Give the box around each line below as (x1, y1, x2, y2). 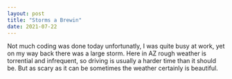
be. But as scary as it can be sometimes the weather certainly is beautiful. (7, 64, 218, 73)
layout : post (7, 10, 45, 17)
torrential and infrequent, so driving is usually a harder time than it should (7, 57, 217, 65)
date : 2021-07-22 (7, 23, 57, 30)
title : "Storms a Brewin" (7, 17, 82, 24)
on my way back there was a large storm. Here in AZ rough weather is (7, 49, 206, 58)
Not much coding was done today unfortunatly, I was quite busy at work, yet (7, 42, 225, 51)
